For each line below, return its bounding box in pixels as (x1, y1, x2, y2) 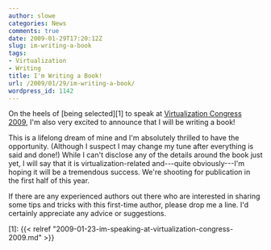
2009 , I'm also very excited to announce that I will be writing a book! (8, 118, 236, 127)
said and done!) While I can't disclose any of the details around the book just (8, 150, 264, 160)
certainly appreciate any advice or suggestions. (8, 209, 167, 219)
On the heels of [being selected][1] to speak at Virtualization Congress (8, 109, 242, 119)
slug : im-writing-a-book (8, 42, 92, 50)
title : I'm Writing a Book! (8, 72, 103, 80)
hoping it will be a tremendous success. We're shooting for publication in (8, 167, 251, 177)
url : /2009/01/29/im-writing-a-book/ (8, 79, 135, 87)
